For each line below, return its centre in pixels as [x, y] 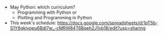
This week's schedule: [33, 23]
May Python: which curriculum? [42, 7]
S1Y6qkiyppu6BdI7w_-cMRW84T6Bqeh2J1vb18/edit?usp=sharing [78, 28]
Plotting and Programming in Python [55, 18]
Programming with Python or [47, 12]
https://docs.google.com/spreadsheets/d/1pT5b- [107, 23]
